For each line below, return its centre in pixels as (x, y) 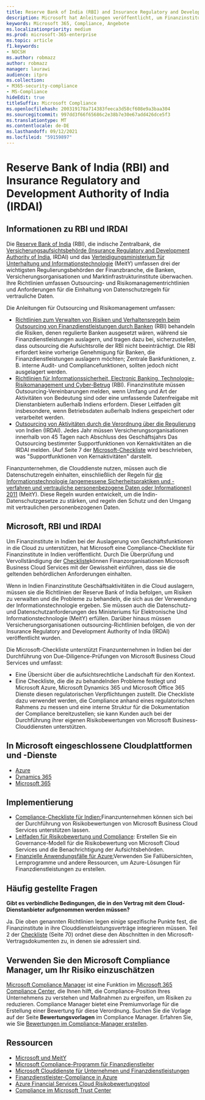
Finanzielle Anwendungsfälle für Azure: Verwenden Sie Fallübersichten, (104, 856)
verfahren (19, 488)
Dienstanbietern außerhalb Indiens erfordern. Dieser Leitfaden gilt (98, 404)
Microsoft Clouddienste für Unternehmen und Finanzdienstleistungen (102, 1071)
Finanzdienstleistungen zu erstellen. (60, 869)
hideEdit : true (26, 97)
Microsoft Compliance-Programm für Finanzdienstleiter (85, 1064)
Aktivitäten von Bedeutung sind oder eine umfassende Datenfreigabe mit (106, 397)
